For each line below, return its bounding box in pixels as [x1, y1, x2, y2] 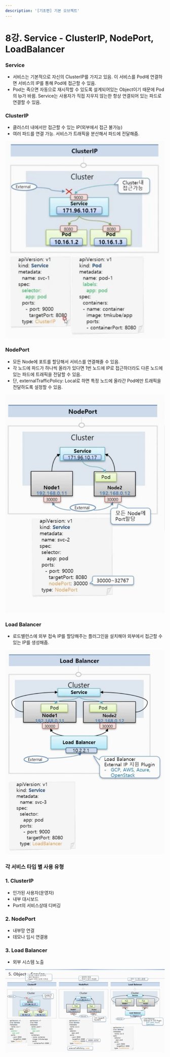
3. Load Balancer [5, 947, 48, 954]
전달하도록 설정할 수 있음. [12, 384, 63, 390]
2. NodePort [5, 915, 36, 922]
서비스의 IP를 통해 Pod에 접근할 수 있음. [18, 80, 97, 86]
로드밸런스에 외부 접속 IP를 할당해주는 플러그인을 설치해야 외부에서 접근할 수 [12, 633, 163, 639]
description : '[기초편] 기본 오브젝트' [5, 8, 80, 13]
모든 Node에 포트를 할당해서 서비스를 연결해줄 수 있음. [12, 358, 120, 364]
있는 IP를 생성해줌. [12, 639, 50, 645]
